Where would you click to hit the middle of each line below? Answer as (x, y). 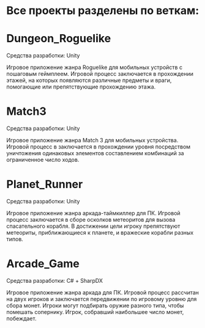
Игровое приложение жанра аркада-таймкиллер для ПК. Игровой (93, 213)
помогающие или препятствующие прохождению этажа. (81, 87)
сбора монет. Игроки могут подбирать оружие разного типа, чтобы (95, 305)
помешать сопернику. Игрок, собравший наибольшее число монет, (95, 312)
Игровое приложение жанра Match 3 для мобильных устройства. (92, 140)
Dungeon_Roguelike (59, 39)
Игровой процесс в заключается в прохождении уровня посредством (99, 147)
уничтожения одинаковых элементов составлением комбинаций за (95, 153)
